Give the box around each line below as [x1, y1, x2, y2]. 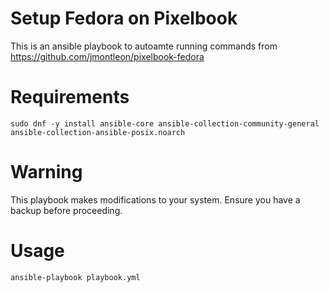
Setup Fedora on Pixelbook [10, 7, 238, 30]
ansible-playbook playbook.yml [10, 272, 141, 282]
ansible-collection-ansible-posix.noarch [10, 127, 186, 137]
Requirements [10, 86, 130, 109]
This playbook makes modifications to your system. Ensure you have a [10, 193, 301, 206]
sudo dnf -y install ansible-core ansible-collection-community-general [10, 118, 320, 129]
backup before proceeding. [10, 204, 123, 216]
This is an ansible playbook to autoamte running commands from [10, 40, 278, 52]
